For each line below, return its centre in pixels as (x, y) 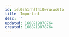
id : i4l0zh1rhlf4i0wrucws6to (34, 9)
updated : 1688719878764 (29, 23)
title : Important (23, 14)
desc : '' (14, 18)
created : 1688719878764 (29, 27)
